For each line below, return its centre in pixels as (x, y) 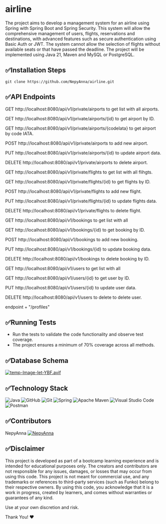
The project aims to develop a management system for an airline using (77, 23)
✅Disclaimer (25, 449)
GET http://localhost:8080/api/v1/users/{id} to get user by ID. (68, 278)
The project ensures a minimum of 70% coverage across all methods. (83, 345)
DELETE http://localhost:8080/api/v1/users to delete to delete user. (74, 297)
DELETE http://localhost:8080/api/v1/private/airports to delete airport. (77, 162)
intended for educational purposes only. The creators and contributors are (81, 466)
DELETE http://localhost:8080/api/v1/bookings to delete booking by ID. (78, 259)
